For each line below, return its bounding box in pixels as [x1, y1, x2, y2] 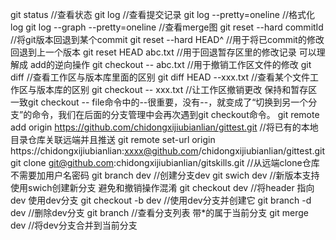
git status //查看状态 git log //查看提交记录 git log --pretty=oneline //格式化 [10, 9, 315, 20]
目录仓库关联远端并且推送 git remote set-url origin [10, 134, 216, 145]
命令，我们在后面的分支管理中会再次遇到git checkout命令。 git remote [31, 109, 320, 120]
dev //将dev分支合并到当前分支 [10, 219, 138, 231]
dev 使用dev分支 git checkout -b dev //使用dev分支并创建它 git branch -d [10, 194, 312, 206]
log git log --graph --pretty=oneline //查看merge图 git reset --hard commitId [10, 21, 324, 33]
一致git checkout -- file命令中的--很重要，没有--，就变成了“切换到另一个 [10, 96, 309, 108]
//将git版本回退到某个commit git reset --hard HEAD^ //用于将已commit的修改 [10, 34, 325, 45]
